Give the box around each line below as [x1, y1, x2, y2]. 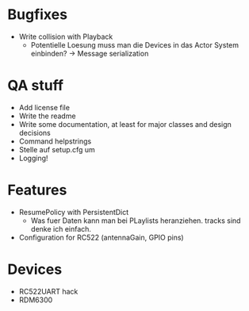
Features [7, 181, 67, 199]
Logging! [18, 153, 48, 163]
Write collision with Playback [18, 32, 113, 41]
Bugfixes [7, 6, 68, 24]
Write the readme [18, 111, 76, 121]
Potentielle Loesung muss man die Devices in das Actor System [30, 40, 239, 49]
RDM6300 [18, 295, 53, 305]
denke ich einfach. [30, 224, 92, 233]
